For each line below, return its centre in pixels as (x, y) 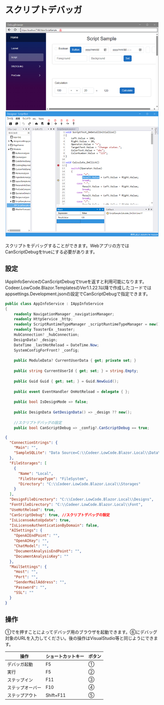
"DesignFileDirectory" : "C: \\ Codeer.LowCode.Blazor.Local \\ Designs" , (82, 499)
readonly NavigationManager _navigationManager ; (64, 314)
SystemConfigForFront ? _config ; (47, 350)
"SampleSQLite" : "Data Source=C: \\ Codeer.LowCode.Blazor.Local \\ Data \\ (88, 453)
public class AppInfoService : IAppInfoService (54, 304)
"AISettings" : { (26, 530)
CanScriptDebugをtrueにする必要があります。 (51, 252)
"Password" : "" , (31, 587)
